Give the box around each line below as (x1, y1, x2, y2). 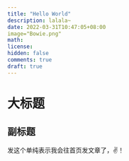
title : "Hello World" (7, 10, 72, 18)
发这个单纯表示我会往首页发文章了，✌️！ (7, 145, 125, 154)
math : (7, 37, 23, 44)
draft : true (7, 63, 43, 70)
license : (7, 43, 33, 50)
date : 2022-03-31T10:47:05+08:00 (7, 23, 106, 30)
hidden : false (7, 50, 50, 57)
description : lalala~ (7, 17, 72, 24)
